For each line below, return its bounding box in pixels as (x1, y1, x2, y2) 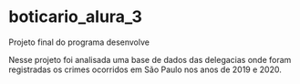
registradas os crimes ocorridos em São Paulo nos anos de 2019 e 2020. (8, 64, 282, 75)
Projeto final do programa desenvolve (8, 37, 150, 47)
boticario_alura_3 (8, 6, 142, 27)
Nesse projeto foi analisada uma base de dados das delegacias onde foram (8, 54, 292, 65)
